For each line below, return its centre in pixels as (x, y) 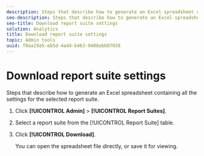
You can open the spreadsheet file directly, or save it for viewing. (96, 146)
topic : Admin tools (31, 40)
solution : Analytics (32, 29)
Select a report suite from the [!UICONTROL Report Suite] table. (95, 123)
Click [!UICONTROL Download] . (55, 134)
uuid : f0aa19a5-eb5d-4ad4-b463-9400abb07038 (63, 46)
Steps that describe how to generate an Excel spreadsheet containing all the (102, 92)
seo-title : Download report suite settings (62, 23)
